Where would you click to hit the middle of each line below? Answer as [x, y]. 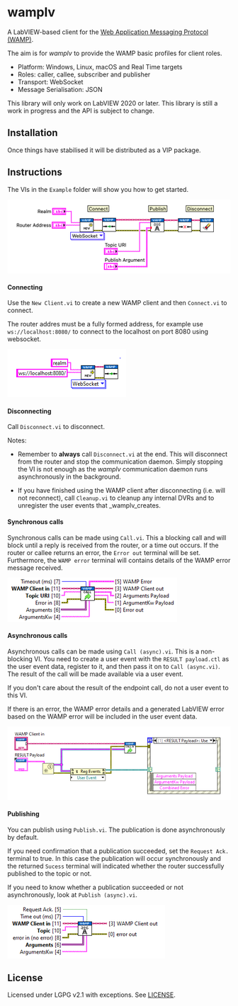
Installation [33, 133]
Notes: [17, 440]
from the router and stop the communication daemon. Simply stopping [120, 462]
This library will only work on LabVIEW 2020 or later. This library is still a [113, 103]
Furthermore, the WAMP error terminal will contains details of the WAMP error [119, 560]
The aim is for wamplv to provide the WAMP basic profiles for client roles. [115, 53]
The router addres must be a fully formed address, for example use [105, 324]
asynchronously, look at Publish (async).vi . [73, 894]
